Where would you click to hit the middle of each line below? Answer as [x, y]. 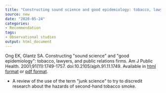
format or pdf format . [27, 71]
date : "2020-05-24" [25, 19]
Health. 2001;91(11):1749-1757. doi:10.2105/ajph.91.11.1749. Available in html [81, 66]
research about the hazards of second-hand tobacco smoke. [74, 86]
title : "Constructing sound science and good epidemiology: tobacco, [78, 10]
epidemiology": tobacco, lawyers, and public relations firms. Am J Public [79, 61]
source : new [17, 14]
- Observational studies [31, 37]
